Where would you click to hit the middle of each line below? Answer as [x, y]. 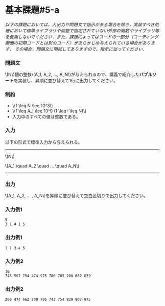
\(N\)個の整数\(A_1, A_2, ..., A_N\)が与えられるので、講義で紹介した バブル [79, 74]
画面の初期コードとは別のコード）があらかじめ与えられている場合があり [78, 43]
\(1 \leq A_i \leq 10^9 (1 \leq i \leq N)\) [49, 111]
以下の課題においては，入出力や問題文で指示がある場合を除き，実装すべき [80, 24]
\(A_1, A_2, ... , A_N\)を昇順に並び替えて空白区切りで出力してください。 [77, 196]
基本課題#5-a [32, 10]
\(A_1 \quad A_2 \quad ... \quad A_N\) [42, 166]
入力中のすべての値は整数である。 [46, 117]
